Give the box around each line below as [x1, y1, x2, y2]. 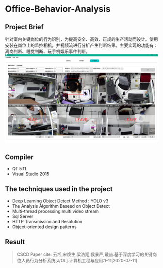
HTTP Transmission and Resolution [12, 218, 82, 224]
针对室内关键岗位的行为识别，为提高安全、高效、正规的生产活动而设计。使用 [5, 36, 158, 42]
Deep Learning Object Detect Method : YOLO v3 [12, 198, 109, 204]
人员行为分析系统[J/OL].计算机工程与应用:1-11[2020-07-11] [21, 257, 138, 263]
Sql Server [12, 213, 33, 219]
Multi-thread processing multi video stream [12, 208, 99, 214]
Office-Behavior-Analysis [5, 3, 111, 15]
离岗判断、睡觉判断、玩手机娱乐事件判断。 [5, 49, 90, 54]
